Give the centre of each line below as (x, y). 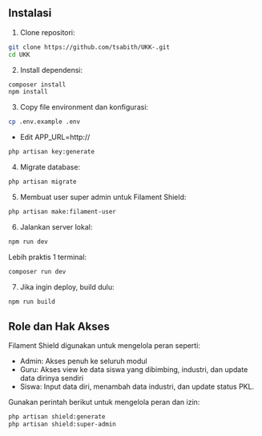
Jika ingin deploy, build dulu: (67, 286)
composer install (37, 84)
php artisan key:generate (51, 152)
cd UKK (19, 54)
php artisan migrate (43, 182)
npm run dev (28, 242)
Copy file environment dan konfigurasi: (84, 107)
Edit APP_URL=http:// (55, 137)
